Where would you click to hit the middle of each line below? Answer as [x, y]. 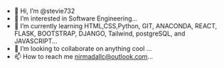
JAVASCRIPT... [36, 41]
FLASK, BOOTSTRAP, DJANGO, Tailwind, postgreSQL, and [100, 33]
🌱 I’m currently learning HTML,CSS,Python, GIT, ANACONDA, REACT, [116, 26]
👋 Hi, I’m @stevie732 [44, 11]
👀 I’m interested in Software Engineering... [76, 18]
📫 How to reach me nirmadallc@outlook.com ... [84, 56]
